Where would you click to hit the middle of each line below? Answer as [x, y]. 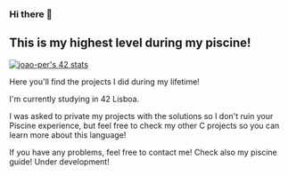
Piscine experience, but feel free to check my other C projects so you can [144, 125]
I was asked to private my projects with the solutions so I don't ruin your [141, 116]
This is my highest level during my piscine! [130, 43]
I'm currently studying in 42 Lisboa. [74, 99]
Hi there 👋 [31, 14]
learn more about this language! [68, 135]
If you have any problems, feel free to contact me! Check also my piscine [144, 152]
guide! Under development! [59, 161]
